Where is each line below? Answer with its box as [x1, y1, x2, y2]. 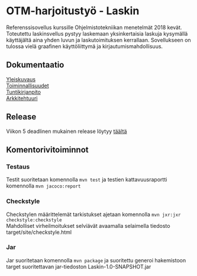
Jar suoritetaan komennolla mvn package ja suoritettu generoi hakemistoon [6, 256, 186, 264]
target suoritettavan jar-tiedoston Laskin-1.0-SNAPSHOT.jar [6, 263, 151, 270]
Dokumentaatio [6, 60, 64, 70]
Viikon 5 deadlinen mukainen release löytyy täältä [6, 128, 127, 135]
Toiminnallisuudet [6, 82, 49, 89]
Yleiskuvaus [6, 75, 36, 83]
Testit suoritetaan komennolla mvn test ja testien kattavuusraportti [6, 176, 167, 183]
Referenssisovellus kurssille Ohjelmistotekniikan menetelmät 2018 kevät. [6, 24, 182, 31]
